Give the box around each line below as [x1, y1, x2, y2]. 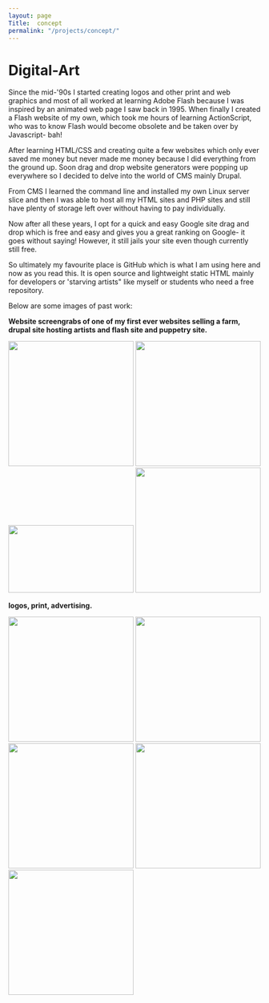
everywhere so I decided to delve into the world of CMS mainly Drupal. [8, 171, 242, 181]
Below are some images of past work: [8, 301, 133, 311]
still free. [8, 245, 38, 255]
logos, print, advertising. [8, 601, 93, 611]
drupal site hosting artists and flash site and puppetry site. [8, 325, 208, 335]
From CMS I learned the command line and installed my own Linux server [8, 187, 250, 196]
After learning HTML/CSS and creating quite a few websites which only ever [8, 146, 259, 155]
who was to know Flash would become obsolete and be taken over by [8, 122, 239, 131]
